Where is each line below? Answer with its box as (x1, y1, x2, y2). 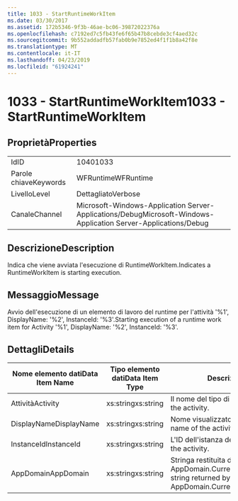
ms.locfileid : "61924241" (7, 63, 84, 70)
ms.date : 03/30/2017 (7, 17, 69, 24)
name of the (170, 423, 211, 433)
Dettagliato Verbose (76, 188, 140, 198)
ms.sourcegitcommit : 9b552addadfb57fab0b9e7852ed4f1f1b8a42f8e (7, 37, 198, 44)
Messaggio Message (7, 288, 99, 301)
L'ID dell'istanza (170, 435, 223, 445)
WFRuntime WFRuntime (76, 173, 154, 183)
